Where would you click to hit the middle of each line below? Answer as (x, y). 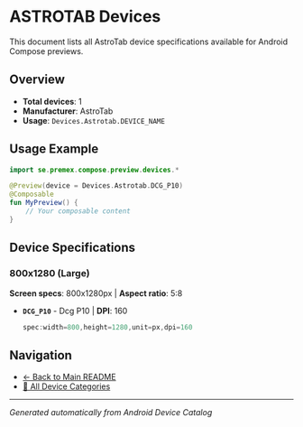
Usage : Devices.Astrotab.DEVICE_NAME (93, 120)
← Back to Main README (69, 377)
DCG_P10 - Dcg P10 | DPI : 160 (75, 311)
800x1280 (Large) (50, 274)
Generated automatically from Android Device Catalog (111, 413)
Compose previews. (46, 51)
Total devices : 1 (52, 101)
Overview (37, 80)
